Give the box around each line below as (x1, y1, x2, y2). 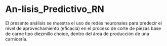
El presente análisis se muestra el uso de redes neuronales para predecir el (5, 20, 162, 26)
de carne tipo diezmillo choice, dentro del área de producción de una (5, 30, 149, 36)
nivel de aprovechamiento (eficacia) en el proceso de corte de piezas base (5, 25, 161, 31)
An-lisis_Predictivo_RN (5, 3, 105, 15)
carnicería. (5, 36, 28, 42)
